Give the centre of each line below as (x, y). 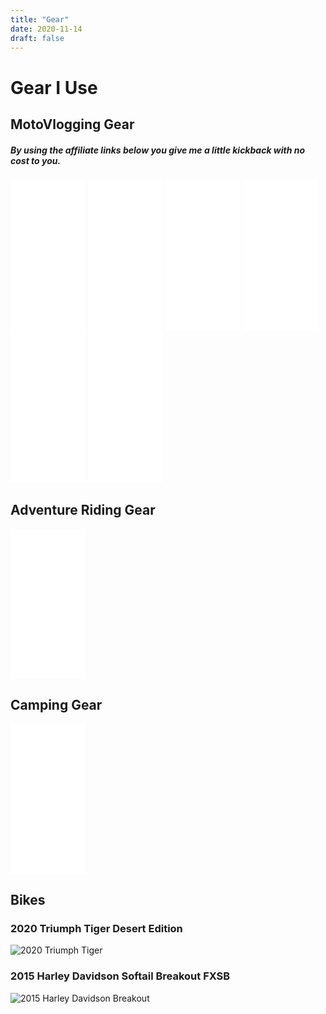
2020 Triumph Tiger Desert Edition (96, 928)
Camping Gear (56, 705)
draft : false (37, 38)
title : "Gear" (40, 19)
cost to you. (36, 160)
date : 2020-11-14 (46, 29)
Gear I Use (54, 87)
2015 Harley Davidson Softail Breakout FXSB (120, 976)
